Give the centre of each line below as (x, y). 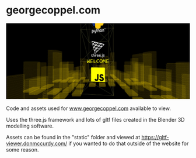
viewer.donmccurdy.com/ (37, 143)
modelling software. (30, 126)
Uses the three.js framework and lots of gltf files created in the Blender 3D (95, 120)
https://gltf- (155, 138)
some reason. (22, 150)
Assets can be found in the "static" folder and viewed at (73, 138)
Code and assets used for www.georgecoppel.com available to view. (88, 108)
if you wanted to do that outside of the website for (129, 143)
